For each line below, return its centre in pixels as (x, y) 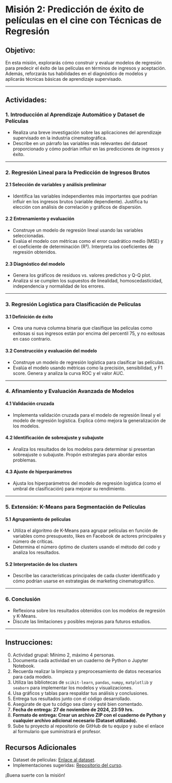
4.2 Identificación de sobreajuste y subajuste (55, 438)
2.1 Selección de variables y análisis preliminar (56, 185)
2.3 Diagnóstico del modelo (35, 264)
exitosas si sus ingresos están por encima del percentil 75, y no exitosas (89, 333)
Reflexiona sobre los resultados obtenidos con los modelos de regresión (89, 610)
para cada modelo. (33, 677)
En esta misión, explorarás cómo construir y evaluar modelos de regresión (84, 63)
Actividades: (26, 100)
